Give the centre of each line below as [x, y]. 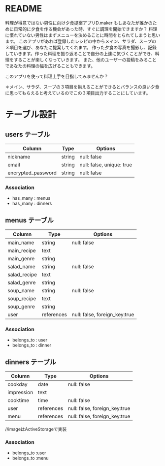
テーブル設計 [31, 115]
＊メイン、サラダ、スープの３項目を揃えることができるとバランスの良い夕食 [82, 87]
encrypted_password [32, 173]
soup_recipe [22, 299]
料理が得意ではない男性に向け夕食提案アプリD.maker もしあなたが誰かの [79, 23]
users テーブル [28, 134]
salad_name [21, 267]
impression [20, 393]
